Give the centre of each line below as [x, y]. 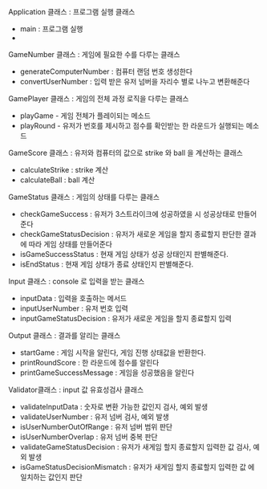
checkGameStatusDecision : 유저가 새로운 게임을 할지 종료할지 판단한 [131, 234]
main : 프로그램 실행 [51, 29]
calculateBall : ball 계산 [57, 180]
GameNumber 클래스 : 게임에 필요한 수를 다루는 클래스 [94, 54]
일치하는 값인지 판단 [51, 477]
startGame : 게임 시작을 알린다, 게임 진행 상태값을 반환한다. [113, 352]
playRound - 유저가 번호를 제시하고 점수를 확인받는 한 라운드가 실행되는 [132, 126]
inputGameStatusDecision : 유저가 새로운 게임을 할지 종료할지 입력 [126, 318]
